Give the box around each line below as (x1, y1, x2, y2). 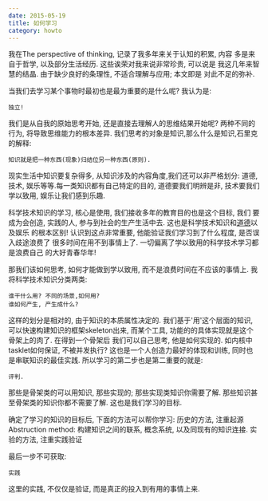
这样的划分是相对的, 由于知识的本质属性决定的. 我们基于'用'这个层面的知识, (8, 316, 254, 325)
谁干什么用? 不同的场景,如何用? (8, 292, 100, 300)
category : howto (8, 26, 62, 34)
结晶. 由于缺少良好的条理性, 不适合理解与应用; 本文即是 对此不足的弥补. (22, 69, 255, 79)
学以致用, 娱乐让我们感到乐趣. (8, 191, 106, 200)
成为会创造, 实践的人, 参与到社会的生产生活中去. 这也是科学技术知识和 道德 (8, 218, 251, 227)
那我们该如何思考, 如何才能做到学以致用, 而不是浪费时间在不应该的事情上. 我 (8, 265, 258, 274)
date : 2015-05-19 (8, 11, 66, 20)
